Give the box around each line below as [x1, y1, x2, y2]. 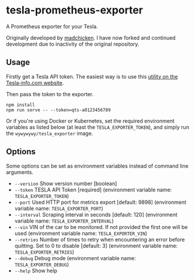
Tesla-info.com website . [6, 79, 64, 86]
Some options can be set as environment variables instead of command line [6, 162, 189, 169]
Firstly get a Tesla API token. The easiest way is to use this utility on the [6, 73, 178, 80]
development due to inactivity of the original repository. [6, 40, 140, 47]
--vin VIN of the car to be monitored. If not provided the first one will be [14, 223, 188, 230]
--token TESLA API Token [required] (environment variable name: [14, 186, 172, 193]
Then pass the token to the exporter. [6, 90, 94, 97]
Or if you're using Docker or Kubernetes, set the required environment [6, 117, 175, 124]
